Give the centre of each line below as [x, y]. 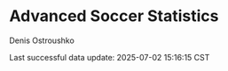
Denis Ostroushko [42, 40]
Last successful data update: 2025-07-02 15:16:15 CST [110, 57]
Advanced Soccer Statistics [114, 16]
